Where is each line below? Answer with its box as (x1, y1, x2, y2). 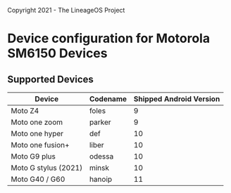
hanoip (89, 175, 113, 184)
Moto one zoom (11, 117, 63, 127)
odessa (89, 152, 114, 161)
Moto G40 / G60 (11, 175, 65, 184)
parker (89, 117, 111, 127)
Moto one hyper (11, 129, 64, 138)
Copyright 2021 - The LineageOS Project (7, 6, 125, 14)
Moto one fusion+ (11, 140, 70, 149)
